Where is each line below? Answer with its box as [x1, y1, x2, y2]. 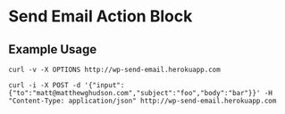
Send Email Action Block [8, 6, 193, 27]
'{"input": [84, 81, 125, 90]
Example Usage [8, 42, 97, 57]
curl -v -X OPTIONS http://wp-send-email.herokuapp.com [8, 65, 221, 74]
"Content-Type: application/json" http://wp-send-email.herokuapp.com [8, 96, 277, 105]
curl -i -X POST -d [8, 81, 81, 90]
